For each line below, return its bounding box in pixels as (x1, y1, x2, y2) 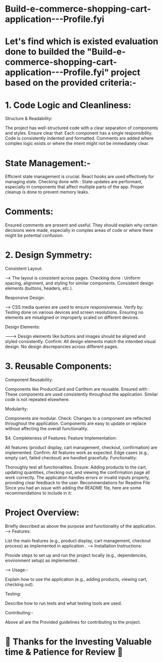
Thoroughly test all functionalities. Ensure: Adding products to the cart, (5, 464, 147, 470)
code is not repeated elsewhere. (5, 397, 70, 402)
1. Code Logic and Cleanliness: (5, 100, 131, 110)
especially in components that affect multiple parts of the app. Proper (5, 184, 145, 190)
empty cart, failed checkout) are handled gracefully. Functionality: (5, 455, 137, 461)
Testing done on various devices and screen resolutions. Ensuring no (5, 310, 144, 315)
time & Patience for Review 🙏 (5, 646, 123, 658)
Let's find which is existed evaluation (5, 36, 159, 47)
